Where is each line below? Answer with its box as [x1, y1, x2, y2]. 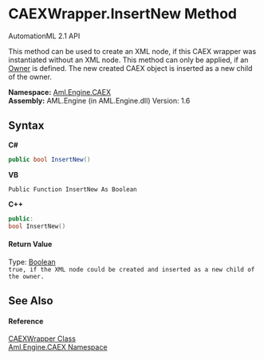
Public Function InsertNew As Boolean [8, 185, 137, 194]
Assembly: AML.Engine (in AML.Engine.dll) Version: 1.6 [8, 96, 191, 105]
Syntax [8, 119, 45, 132]
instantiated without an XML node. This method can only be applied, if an [8, 55, 249, 65]
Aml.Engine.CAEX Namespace [8, 342, 108, 352]
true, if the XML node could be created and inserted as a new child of [8, 265, 255, 273]
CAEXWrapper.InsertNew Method [8, 5, 238, 23]
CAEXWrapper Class [8, 334, 76, 343]
